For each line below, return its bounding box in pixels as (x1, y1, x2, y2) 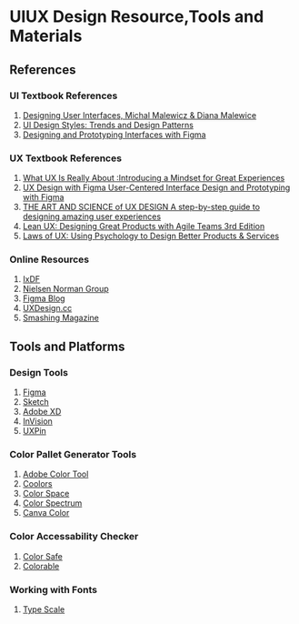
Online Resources (9, 253, 89, 266)
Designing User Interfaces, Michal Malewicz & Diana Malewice (22, 109, 257, 120)
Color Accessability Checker (9, 530, 139, 543)
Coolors (22, 478, 53, 489)
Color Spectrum (22, 498, 83, 508)
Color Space (22, 488, 70, 499)
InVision (22, 416, 53, 427)
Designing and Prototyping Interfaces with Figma (22, 129, 206, 140)
